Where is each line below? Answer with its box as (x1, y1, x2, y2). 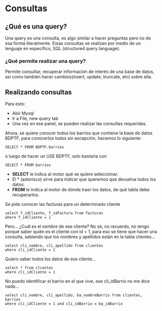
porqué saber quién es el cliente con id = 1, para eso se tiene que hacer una (5, 229, 157, 235)
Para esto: (5, 101, 26, 107)
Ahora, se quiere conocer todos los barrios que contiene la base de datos (5, 130, 153, 136)
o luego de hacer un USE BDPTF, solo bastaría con (5, 153, 107, 159)
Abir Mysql (12, 110, 34, 116)
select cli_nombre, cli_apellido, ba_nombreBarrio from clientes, (5, 293, 143, 298)
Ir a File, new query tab (12, 115, 58, 122)
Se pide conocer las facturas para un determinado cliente (5, 201, 121, 207)
